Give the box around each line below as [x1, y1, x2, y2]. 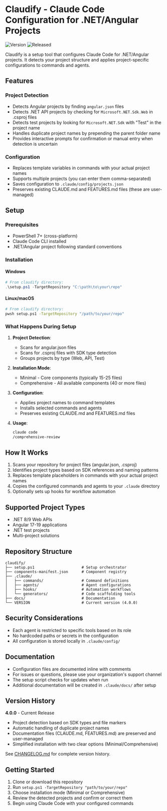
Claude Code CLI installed [12, 238, 67, 244]
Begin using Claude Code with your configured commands [12, 800, 134, 806]
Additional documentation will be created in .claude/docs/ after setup [12, 682, 156, 688]
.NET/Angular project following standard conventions [12, 243, 122, 249]
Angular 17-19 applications [12, 522, 68, 528]
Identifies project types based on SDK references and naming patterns [12, 467, 159, 473]
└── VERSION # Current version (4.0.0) [5, 600, 138, 605]
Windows [5, 269, 26, 275]
